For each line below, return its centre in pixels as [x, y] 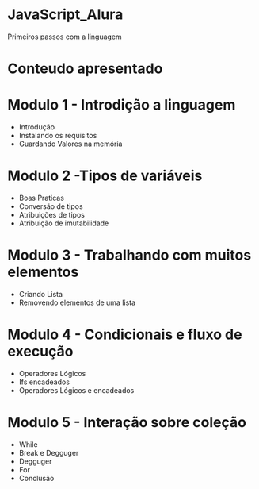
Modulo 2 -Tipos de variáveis [105, 176]
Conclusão [36, 478]
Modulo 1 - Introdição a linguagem [122, 105]
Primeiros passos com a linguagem [65, 37]
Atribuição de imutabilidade [64, 223]
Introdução [37, 127]
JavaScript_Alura [65, 15]
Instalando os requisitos [58, 136]
